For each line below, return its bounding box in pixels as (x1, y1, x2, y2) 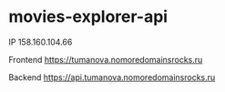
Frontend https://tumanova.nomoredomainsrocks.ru (8, 54, 203, 65)
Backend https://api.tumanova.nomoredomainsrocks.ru (8, 71, 216, 83)
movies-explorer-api (8, 6, 169, 27)
